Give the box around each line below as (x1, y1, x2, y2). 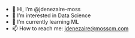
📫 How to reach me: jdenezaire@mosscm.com (11, 25, 129, 32)
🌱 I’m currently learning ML (11, 18, 79, 25)
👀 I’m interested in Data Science (11, 12, 91, 19)
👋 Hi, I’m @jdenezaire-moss (11, 6, 81, 12)
